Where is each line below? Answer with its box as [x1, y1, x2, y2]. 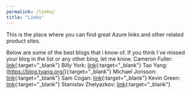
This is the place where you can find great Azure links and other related [6, 31, 184, 38]
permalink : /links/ [6, 8, 55, 15]
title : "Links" [6, 14, 45, 20]
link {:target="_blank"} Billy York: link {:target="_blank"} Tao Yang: [6, 61, 168, 69]
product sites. [6, 37, 41, 44]
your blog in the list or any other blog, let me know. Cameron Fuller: [6, 55, 173, 62]
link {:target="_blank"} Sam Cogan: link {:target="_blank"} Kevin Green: [6, 74, 181, 81]
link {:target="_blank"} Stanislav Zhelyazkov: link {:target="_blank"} [6, 80, 171, 87]
